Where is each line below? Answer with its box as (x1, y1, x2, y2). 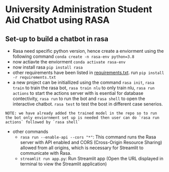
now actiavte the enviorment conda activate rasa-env (12, 59, 125, 64)
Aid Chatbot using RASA (5, 14, 110, 26)
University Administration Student (5, 4, 152, 15)
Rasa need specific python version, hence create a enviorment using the (12, 48, 164, 54)
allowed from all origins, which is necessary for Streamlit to (20, 145, 144, 151)
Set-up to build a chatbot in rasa (5, 35, 109, 43)
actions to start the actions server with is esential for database (12, 90, 144, 96)
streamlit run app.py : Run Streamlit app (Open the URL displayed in (20, 156, 163, 161)
